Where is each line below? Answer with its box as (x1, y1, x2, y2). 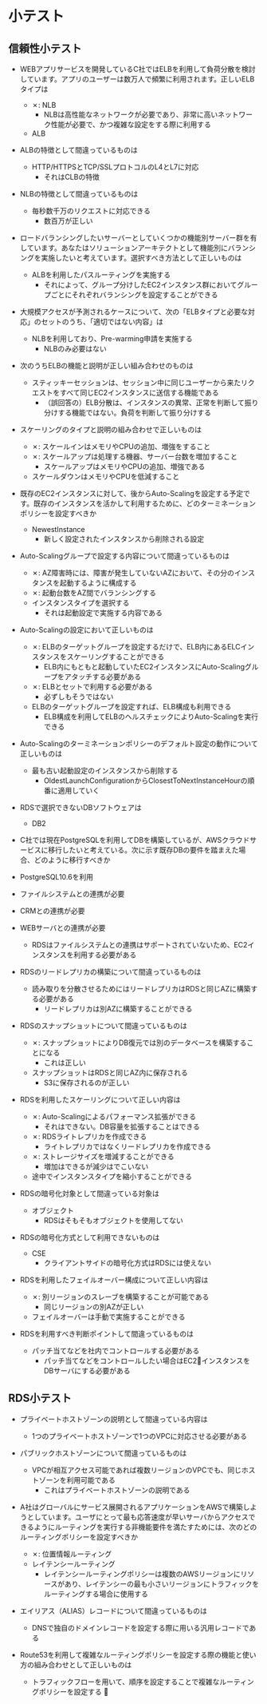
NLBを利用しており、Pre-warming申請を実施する (31, 334, 193, 344)
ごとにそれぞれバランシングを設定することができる (50, 290, 218, 300)
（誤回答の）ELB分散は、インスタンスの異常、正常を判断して (43, 398, 245, 407)
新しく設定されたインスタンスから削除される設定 (43, 534, 205, 543)
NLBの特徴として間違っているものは (19, 189, 139, 198)
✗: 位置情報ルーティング (31, 1549, 112, 1559)
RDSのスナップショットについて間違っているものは (19, 1021, 187, 1031)
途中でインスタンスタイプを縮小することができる (31, 1172, 193, 1181)
